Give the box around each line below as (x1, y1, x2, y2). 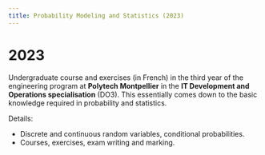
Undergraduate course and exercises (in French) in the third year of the (8, 73, 244, 82)
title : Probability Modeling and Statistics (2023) (8, 11, 184, 20)
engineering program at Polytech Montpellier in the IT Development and (8, 81, 250, 90)
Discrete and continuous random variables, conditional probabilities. (19, 129, 245, 138)
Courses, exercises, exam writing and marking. (19, 137, 175, 147)
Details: (8, 113, 34, 123)
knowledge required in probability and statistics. (8, 97, 167, 108)
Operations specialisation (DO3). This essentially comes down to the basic (8, 89, 258, 99)
